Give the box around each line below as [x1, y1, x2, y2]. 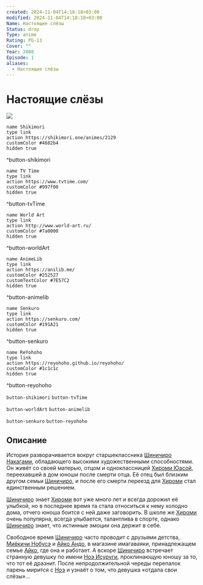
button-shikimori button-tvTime [6, 394, 87, 401]
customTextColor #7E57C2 [6, 277, 70, 284]
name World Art [6, 212, 45, 218]
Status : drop [6, 26, 40, 32]
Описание [6, 435, 47, 445]
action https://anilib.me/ [6, 267, 75, 273]
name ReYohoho [6, 350, 43, 356]
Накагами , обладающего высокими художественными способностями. [6, 458, 194, 466]
